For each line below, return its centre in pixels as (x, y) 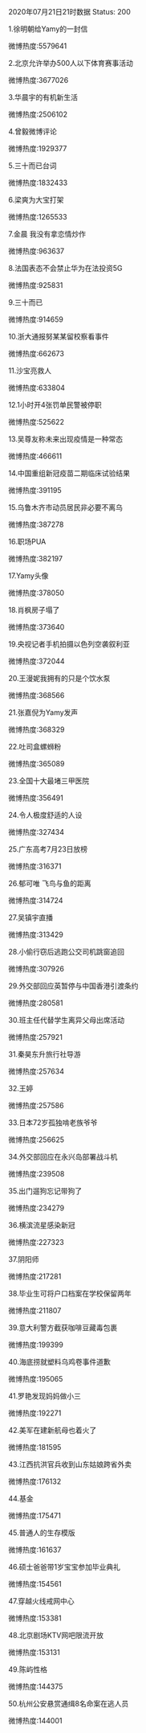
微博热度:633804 (37, 388)
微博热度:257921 (35, 1037)
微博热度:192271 (35, 1413)
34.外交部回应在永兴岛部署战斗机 (63, 1157)
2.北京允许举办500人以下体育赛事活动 (71, 63)
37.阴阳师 (24, 1259)
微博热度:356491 (36, 798)
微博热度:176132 (35, 1481)
